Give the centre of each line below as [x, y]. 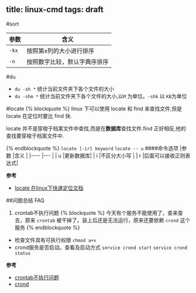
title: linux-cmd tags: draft [55, 10]
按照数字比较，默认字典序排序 [68, 62]
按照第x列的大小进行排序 [61, 50]
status [23, 253]
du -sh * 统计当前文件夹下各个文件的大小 [64, 89]
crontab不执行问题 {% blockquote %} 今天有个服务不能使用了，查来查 [99, 213]
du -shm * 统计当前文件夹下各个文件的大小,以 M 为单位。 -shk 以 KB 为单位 [101, 96]
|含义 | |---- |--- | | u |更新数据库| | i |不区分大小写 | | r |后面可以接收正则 [99, 156]
